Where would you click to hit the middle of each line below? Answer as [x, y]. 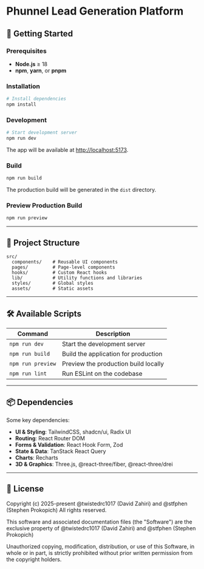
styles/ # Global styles [53, 284]
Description [113, 333]
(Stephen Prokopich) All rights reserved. [56, 510]
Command [33, 333]
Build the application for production [112, 353]
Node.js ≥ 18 [31, 64]
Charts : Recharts [37, 457]
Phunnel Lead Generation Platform [95, 11]
